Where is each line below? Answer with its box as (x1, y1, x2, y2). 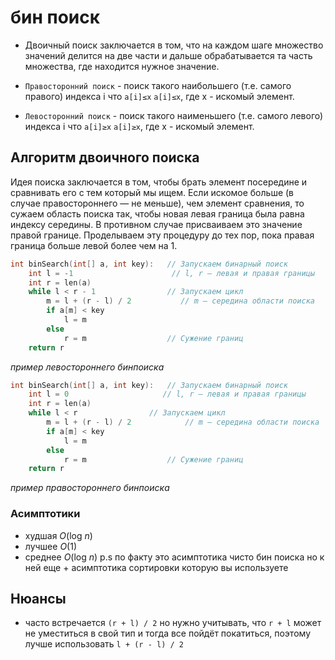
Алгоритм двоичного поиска (10, 149, 200, 166)
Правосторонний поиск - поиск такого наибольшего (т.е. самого (24, 79, 292, 91)
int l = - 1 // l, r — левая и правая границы (28, 268, 315, 278)
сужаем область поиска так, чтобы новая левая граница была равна (10, 207, 305, 220)
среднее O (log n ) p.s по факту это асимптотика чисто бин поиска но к (24, 551, 325, 563)
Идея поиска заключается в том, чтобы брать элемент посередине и (10, 176, 308, 188)
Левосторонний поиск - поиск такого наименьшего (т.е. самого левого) (24, 109, 324, 121)
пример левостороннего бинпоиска (10, 361, 165, 373)
